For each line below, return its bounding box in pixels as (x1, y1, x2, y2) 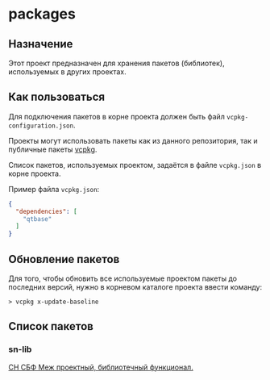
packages (8, 5, 77, 23)
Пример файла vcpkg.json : (8, 184, 100, 194)
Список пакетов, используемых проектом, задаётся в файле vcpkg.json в (8, 160, 262, 169)
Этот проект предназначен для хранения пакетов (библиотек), (8, 58, 225, 68)
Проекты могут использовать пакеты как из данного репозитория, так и (8, 136, 258, 145)
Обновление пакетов (8, 252, 120, 266)
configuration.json (8, 122, 74, 130)
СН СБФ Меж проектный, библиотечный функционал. (8, 362, 193, 372)
